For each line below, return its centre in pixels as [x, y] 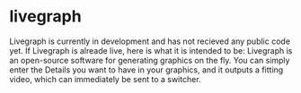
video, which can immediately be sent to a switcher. [105, 79]
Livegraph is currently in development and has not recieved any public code [150, 41]
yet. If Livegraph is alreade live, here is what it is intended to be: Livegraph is [151, 50]
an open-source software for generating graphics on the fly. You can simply [150, 60]
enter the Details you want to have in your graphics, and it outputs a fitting [146, 70]
